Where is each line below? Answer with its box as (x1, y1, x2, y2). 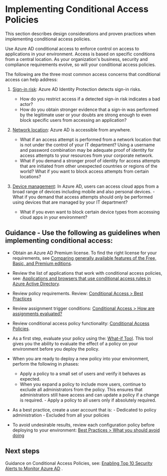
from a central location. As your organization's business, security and (5, 56, 148, 62)
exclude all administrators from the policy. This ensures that (19, 386, 143, 393)
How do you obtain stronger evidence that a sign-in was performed (19, 106, 159, 112)
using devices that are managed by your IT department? (12, 199, 128, 205)
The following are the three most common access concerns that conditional (5, 71, 161, 77)
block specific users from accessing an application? (19, 117, 127, 123)
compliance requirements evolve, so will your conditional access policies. (5, 61, 156, 67)
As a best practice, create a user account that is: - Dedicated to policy (12, 407, 157, 413)
